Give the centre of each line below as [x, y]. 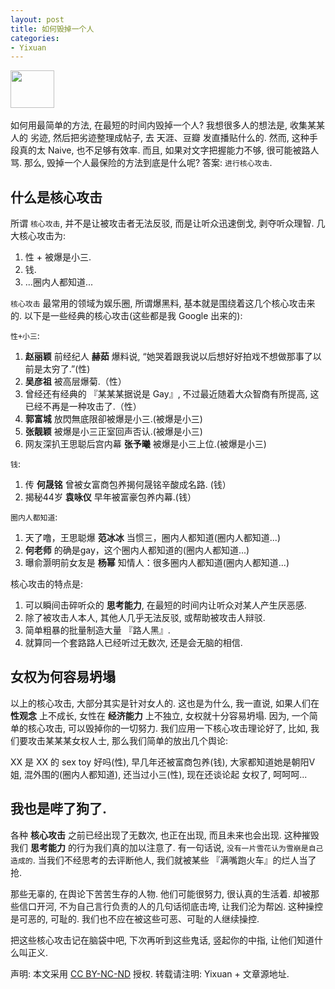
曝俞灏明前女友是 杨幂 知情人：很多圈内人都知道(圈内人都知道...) [157, 563]
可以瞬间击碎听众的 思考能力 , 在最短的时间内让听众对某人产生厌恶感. [165, 605]
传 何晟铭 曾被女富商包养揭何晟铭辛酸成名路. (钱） [128, 485]
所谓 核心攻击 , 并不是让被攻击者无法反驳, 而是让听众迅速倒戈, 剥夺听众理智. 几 [168, 223]
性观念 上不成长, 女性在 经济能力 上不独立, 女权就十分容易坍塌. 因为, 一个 [160, 715]
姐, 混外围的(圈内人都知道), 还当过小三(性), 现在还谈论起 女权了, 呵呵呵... [159, 774]
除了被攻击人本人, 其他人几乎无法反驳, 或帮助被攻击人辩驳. [145, 618]
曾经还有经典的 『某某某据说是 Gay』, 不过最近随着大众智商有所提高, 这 [172, 394]
